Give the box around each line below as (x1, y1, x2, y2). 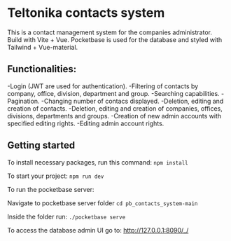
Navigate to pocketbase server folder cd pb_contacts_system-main (7, 198, 198, 207)
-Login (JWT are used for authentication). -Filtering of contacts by (7, 82, 199, 90)
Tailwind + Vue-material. (7, 43, 78, 51)
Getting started (7, 139, 76, 151)
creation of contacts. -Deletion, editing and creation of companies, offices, (7, 104, 223, 113)
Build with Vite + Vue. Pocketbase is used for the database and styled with (7, 35, 223, 43)
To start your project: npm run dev (7, 172, 104, 180)
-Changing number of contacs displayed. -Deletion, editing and (41, 97, 224, 105)
